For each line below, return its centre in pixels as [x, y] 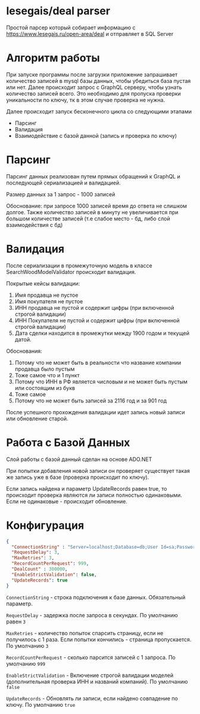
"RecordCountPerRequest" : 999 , [50, 564]
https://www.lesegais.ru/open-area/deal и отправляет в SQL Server [90, 33]
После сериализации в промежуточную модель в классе [79, 265]
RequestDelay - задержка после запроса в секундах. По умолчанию [92, 615]
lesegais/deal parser [58, 11]
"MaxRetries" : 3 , [33, 558]
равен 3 [16, 621]
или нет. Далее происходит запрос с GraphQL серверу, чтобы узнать [94, 87]
